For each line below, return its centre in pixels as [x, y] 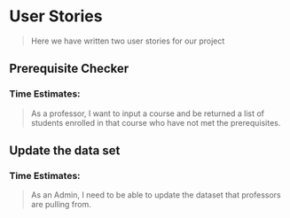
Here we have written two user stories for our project [128, 41]
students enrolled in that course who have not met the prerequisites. [156, 122]
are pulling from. [61, 205]
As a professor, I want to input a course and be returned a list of [147, 113]
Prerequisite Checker [69, 69]
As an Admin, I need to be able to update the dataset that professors [156, 195]
